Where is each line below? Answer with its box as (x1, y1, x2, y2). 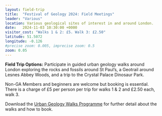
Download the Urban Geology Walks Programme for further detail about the (5, 101, 157, 107)
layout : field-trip (5, 7, 45, 12)
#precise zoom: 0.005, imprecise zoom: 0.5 (5, 43, 95, 48)
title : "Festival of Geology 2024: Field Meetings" (5, 12, 115, 17)
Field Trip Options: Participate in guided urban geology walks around (5, 61, 145, 67)
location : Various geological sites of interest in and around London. (5, 20, 154, 26)
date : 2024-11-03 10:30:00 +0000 (5, 25, 78, 30)
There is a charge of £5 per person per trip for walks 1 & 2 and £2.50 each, (5, 86, 155, 92)
